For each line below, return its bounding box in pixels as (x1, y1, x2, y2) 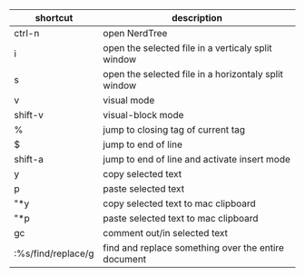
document (103, 253, 147, 265)
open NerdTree (103, 27, 168, 39)
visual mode (103, 94, 155, 106)
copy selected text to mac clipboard (103, 197, 256, 210)
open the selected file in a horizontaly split (103, 68, 283, 80)
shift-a (14, 153, 44, 165)
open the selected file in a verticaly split (103, 42, 272, 54)
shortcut (34, 12, 74, 24)
